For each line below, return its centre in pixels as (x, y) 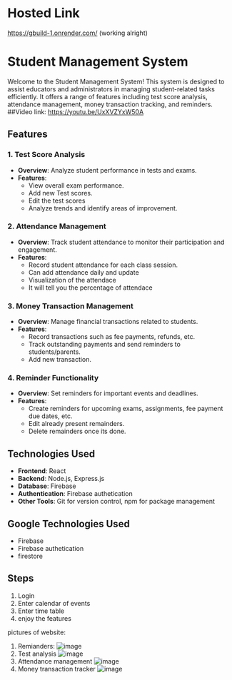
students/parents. (54, 352)
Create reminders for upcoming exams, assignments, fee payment (126, 409)
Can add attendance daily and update (84, 272)
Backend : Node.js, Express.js (61, 479)
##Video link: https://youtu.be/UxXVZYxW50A (76, 111)
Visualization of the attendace (72, 280)
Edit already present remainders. (76, 424)
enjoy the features (44, 618)
